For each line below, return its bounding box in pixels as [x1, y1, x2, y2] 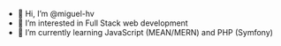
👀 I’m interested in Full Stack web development [17, 18, 188, 28]
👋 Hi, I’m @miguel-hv [17, 9, 95, 19]
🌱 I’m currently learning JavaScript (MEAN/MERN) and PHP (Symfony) [17, 27, 274, 37]
